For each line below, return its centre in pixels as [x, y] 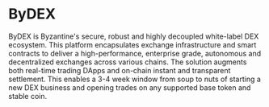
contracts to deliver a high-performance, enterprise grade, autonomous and [135, 53]
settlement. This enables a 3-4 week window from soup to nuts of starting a [134, 79]
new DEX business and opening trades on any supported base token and [130, 87]
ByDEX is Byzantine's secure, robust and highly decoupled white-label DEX [134, 36]
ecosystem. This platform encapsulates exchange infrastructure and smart [132, 44]
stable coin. [28, 96]
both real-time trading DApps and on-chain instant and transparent [120, 70]
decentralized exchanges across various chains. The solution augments [128, 62]
